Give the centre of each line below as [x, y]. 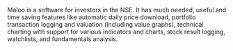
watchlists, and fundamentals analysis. [63, 39]
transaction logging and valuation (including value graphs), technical [105, 24]
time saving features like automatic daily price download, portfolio [102, 17]
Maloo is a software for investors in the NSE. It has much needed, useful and [117, 10]
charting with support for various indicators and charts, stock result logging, [116, 32]
